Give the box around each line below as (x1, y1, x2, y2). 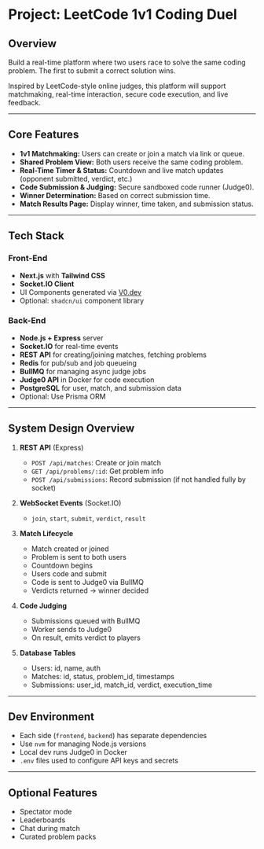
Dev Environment (8, 710, 95, 723)
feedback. (8, 98, 41, 107)
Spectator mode (19, 807, 72, 817)
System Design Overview (8, 422, 135, 436)
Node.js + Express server (19, 333, 104, 343)
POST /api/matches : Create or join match (31, 458, 162, 467)
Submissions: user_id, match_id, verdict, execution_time (31, 680, 213, 689)
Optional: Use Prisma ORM (19, 391, 106, 401)
